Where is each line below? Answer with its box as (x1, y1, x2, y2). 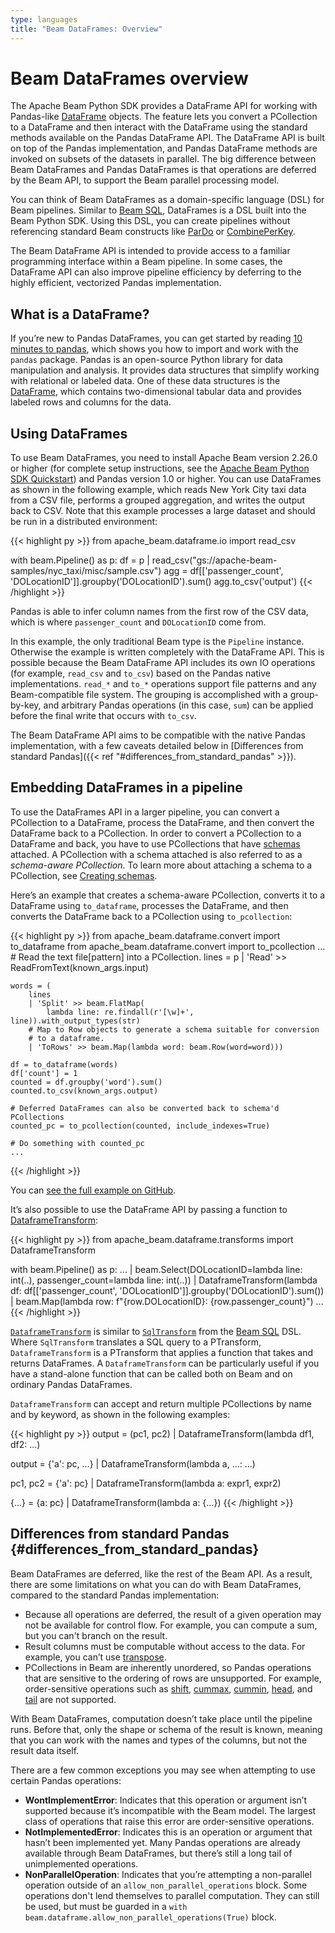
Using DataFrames (10, 425, 128, 442)
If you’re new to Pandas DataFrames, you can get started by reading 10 (10, 332, 303, 345)
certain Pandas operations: (10, 1774, 122, 1786)
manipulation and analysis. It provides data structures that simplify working (10, 364, 320, 376)
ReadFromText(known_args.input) (10, 961, 149, 973)
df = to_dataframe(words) (10, 1059, 118, 1070)
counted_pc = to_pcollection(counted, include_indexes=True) (10, 1121, 271, 1131)
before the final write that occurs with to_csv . (10, 710, 197, 722)
